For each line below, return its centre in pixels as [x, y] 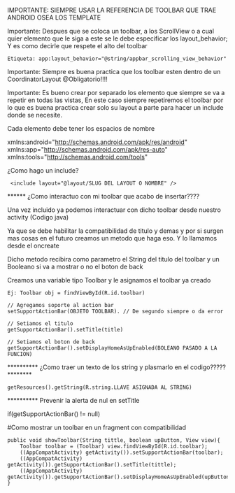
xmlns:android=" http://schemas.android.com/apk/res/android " [97, 142]
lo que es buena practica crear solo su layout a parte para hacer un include [115, 107]
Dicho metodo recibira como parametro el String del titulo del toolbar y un [114, 259]
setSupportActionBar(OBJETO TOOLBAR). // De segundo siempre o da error [115, 311]
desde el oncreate [33, 245]
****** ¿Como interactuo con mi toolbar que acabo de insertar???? [104, 196]
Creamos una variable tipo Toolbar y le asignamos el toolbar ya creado [109, 280]
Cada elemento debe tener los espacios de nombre [81, 128]
